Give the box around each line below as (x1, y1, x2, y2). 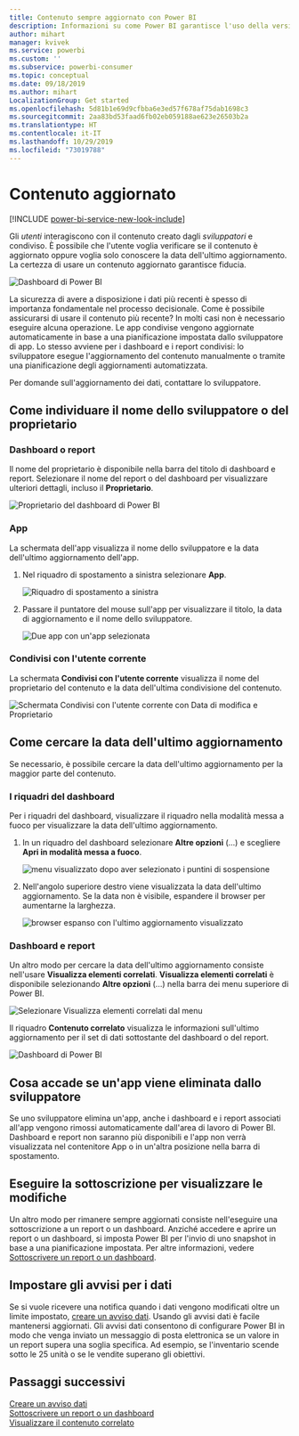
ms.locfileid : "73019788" (9, 145, 105, 154)
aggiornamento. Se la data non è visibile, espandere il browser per (21, 890, 266, 901)
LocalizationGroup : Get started (9, 95, 129, 105)
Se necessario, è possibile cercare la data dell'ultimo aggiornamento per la (9, 758, 283, 769)
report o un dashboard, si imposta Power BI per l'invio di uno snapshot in (9, 1233, 276, 1244)
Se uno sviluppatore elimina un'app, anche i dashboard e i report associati (9, 1113, 282, 1123)
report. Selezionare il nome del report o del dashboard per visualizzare (9, 473, 269, 484)
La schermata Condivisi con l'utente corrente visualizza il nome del (9, 673, 260, 683)
